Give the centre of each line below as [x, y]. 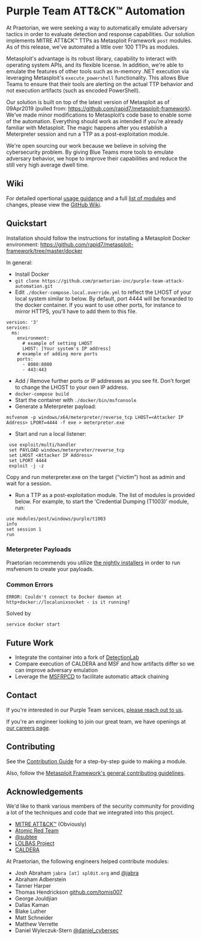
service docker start [33, 624]
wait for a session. [29, 483]
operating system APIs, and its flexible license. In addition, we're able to [95, 65]
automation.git [34, 286]
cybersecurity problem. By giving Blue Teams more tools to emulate [90, 152]
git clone [27, 281]
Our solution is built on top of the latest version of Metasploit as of [88, 102]
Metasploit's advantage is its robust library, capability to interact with [91, 58]
